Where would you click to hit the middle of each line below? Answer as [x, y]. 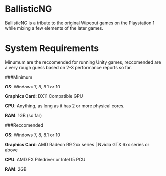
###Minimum [19, 77]
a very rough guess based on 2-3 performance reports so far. [69, 67]
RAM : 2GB [16, 169]
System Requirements [52, 48]
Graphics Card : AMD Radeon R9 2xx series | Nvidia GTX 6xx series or [77, 144]
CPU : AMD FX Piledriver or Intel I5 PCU [45, 159]
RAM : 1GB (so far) [24, 115]
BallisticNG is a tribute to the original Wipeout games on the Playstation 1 [80, 23]
